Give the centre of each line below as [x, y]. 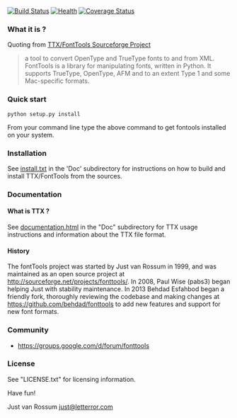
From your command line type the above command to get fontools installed [117, 127]
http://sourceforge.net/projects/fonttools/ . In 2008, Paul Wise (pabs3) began [119, 282]
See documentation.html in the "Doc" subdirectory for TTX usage [103, 227]
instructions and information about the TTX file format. [87, 235]
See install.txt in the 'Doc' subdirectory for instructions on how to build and [116, 168]
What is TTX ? [28, 211]
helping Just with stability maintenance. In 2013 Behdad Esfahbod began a [116, 289]
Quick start [27, 99]
